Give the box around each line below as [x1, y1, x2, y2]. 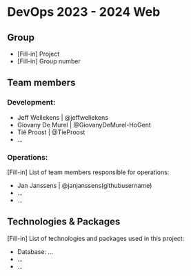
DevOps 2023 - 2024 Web [7, 4, 161, 20]
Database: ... [17, 247, 54, 255]
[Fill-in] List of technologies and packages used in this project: [7, 234, 185, 242]
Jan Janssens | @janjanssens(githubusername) [17, 181, 152, 189]
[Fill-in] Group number [17, 57, 81, 65]
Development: [7, 98, 56, 107]
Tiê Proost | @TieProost [17, 128, 86, 136]
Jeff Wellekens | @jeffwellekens [17, 113, 109, 121]
